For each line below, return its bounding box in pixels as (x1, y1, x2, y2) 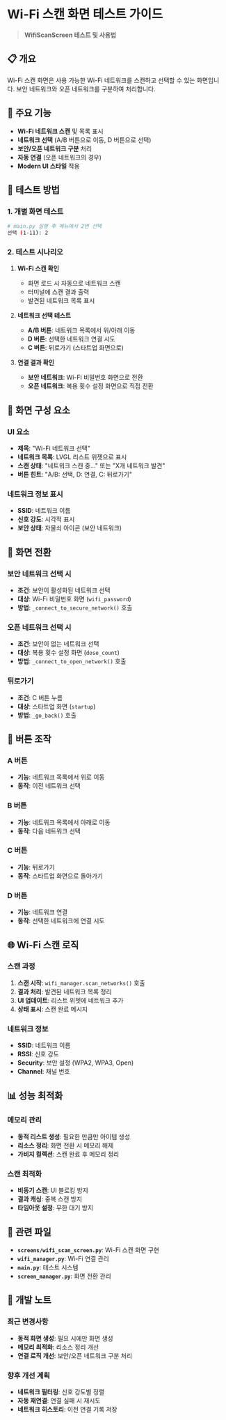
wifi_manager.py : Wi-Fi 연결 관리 (17, 1254, 109, 1263)
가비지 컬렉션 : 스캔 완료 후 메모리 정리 (17, 1150, 120, 1158)
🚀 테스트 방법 (7, 184, 60, 196)
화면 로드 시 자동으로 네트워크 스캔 (27, 279, 121, 288)
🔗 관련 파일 (7, 1226, 52, 1237)
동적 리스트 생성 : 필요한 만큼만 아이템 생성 (17, 1132, 131, 1141)
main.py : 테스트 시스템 (17, 1263, 79, 1272)
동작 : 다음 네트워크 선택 (17, 826, 81, 835)
